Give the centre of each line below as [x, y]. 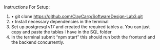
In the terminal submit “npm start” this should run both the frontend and [83, 37]
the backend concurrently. [38, 42]
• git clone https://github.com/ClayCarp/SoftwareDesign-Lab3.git [77, 16]
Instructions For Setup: [27, 7]
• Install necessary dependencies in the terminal [60, 22]
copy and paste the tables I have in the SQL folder [61, 32]
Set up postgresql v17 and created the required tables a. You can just [80, 27]
